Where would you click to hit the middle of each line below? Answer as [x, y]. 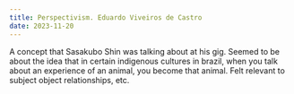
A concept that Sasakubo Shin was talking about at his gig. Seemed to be [145, 51]
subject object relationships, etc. [69, 80]
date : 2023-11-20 [42, 26]
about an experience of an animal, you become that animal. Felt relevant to [147, 70]
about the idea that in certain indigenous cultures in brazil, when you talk [143, 61]
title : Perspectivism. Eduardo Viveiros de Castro [106, 17]
